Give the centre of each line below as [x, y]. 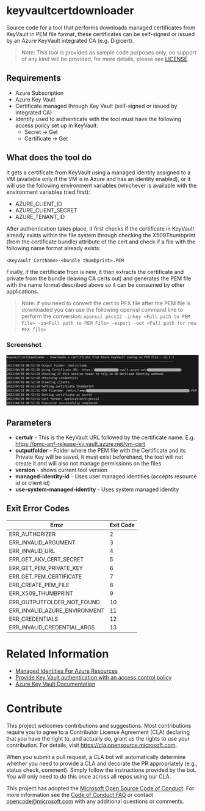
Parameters [29, 423]
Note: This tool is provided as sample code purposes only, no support [109, 52]
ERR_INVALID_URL [32, 551]
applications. [22, 291]
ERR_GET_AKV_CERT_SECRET [46, 560]
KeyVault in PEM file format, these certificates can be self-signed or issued [101, 34]
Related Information [58, 654]
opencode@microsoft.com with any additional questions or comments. [95, 801]
